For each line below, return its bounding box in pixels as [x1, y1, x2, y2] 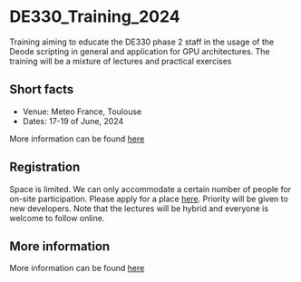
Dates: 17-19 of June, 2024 [22, 115, 124, 126]
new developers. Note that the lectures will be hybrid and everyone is [9, 202, 269, 214]
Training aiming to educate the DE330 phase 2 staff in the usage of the [9, 36, 275, 47]
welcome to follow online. [9, 212, 105, 223]
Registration [9, 160, 81, 175]
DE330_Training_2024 [9, 6, 180, 27]
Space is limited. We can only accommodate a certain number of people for [9, 183, 292, 194]
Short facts [9, 82, 74, 97]
